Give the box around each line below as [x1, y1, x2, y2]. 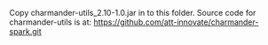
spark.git [9, 26, 42, 36]
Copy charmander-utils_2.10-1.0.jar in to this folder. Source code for [9, 8, 256, 18]
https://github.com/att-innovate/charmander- [93, 17, 259, 27]
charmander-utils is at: [9, 17, 92, 27]
